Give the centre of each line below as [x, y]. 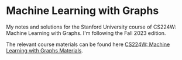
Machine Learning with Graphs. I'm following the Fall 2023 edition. [86, 33]
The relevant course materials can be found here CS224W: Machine [88, 44]
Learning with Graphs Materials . [45, 50]
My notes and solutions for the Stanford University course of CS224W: [91, 27]
